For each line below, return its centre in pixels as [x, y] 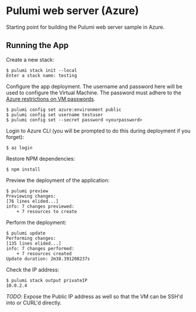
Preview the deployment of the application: [58, 180]
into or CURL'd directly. [34, 303]
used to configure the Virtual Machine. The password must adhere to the [94, 93]
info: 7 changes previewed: [40, 206]
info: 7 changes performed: [40, 248]
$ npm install [23, 169]
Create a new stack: [30, 59]
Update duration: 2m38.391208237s [48, 259]
